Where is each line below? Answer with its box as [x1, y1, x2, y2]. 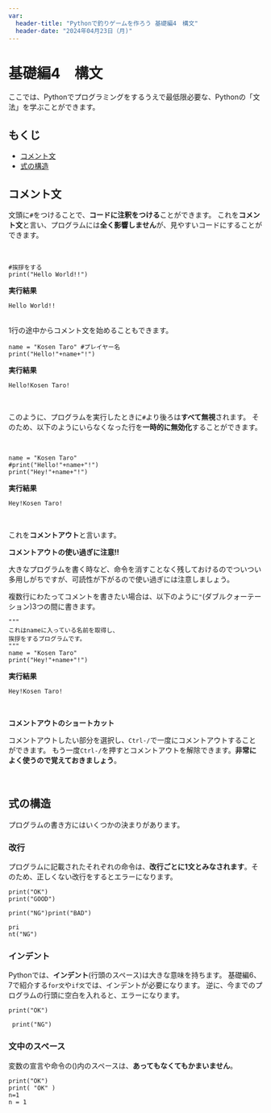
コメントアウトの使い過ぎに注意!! [8, 547, 119, 556]
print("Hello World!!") [8, 270, 89, 278]
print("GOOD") [8, 895, 56, 903]
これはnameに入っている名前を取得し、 [8, 626, 119, 634]
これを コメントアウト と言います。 [8, 530, 121, 540]
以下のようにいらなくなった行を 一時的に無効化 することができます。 [35, 422, 262, 431]
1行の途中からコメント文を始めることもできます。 [8, 325, 173, 335]
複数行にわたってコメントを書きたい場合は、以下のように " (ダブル [8, 591, 227, 601]
